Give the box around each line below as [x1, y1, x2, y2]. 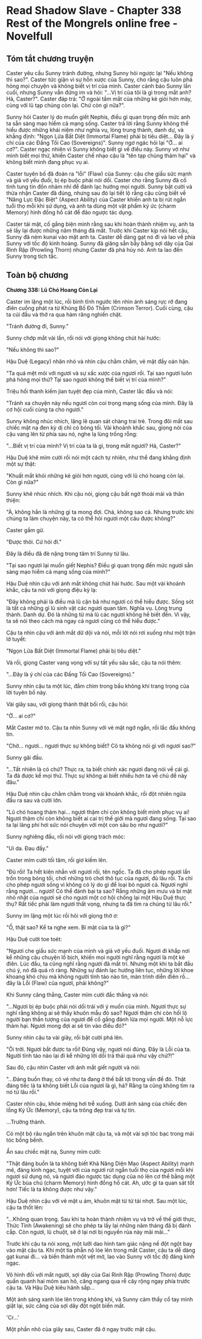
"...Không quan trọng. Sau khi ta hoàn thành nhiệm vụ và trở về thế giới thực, [6, 1215, 196, 1223]
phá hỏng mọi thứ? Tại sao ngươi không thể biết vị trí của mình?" [6, 376, 166, 383]
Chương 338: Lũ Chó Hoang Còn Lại [6, 286, 98, 294]
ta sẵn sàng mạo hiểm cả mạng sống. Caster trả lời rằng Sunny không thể [6, 120, 189, 127]
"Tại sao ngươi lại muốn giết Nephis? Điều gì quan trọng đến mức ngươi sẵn [6, 561, 194, 569]
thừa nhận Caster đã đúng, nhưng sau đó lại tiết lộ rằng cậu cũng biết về [6, 189, 186, 197]
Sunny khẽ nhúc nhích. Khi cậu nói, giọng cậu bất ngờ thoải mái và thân [6, 490, 185, 497]
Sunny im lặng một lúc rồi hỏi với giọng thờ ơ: [6, 912, 119, 919]
